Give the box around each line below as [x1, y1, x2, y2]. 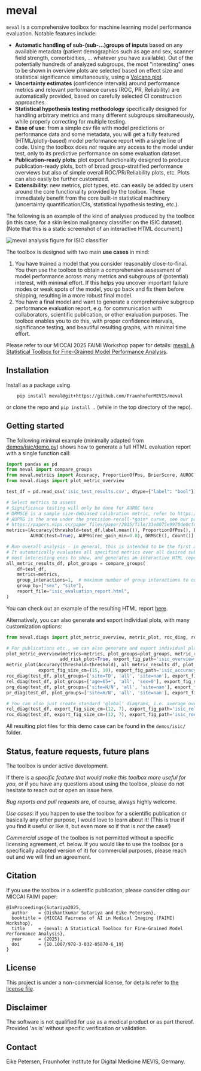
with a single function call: [6, 449, 71, 456]
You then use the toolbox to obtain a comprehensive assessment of [14, 266, 181, 273]
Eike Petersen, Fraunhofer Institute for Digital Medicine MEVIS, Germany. [6, 1058, 185, 1065]
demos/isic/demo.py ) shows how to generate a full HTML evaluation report [6, 443, 191, 450]
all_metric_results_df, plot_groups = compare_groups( [6, 560, 146, 567]
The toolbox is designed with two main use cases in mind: [6, 248, 150, 255]
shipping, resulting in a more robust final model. [14, 291, 133, 299]
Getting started [6, 421, 65, 431]
